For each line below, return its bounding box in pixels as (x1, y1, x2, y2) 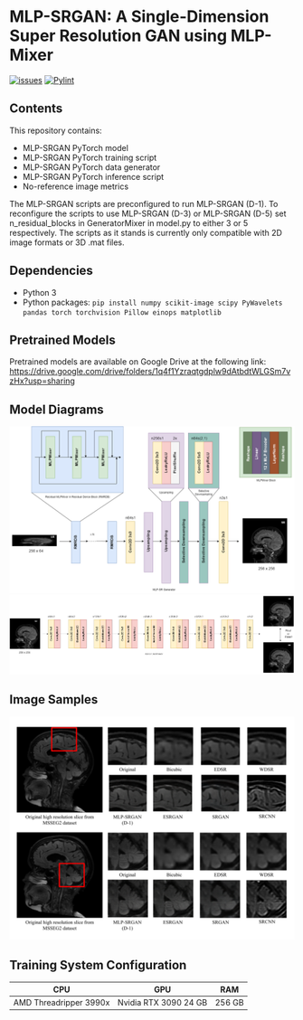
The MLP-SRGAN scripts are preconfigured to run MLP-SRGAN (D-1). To (9, 198, 279, 209)
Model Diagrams (9, 401, 104, 417)
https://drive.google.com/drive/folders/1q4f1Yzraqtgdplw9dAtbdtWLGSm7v (9, 366, 291, 377)
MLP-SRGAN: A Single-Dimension (9, 6, 270, 27)
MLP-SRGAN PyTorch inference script (22, 171, 165, 182)
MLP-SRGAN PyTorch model (22, 142, 129, 153)
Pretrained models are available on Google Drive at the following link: (9, 356, 267, 367)
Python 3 (22, 287, 57, 297)
